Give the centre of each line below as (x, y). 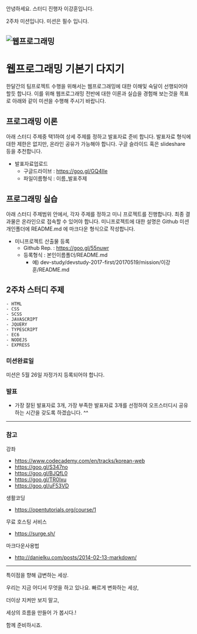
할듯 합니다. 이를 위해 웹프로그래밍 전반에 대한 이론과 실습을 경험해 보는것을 (92, 94)
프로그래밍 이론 (32, 121)
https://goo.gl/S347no (41, 467)
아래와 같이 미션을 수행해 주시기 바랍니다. (59, 101)
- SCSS (14, 314)
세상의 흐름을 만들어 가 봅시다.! (41, 612)
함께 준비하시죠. (24, 625)
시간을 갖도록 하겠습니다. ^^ (57, 413)
